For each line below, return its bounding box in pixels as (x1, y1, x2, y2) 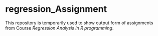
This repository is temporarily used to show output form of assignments (5, 20, 153, 26)
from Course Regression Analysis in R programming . (5, 25, 114, 31)
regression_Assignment (5, 3, 107, 15)
